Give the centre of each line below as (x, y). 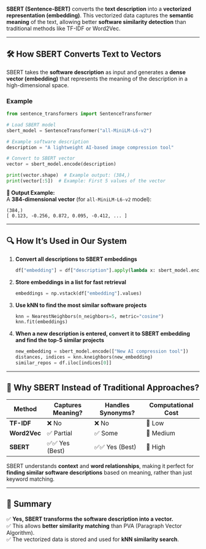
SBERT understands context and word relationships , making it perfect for (100, 465)
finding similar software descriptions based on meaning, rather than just (99, 472)
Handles (117, 405)
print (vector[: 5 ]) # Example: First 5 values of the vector (86, 181)
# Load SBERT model (31, 125)
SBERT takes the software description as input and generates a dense (96, 72)
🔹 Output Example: (31, 192)
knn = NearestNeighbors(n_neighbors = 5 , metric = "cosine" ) (90, 316)
